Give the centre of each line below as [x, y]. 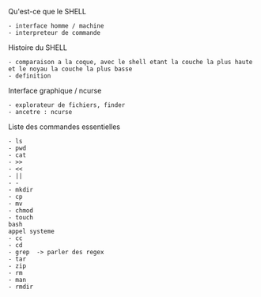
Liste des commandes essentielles [64, 127]
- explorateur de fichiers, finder [67, 105]
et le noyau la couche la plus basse [70, 69]
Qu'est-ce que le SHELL [47, 11]
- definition [30, 76]
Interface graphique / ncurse [55, 91]
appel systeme [32, 231]
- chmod [21, 211]
